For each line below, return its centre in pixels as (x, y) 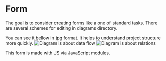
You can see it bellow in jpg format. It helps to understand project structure (83, 38)
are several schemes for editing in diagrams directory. (61, 28)
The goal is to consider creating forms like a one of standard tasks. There (81, 23)
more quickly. (19, 43)
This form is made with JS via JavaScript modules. (58, 53)
